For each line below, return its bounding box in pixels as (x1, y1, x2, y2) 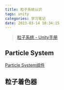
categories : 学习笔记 (5, 16, 46, 21)
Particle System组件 (5, 62, 45, 68)
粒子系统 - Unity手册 (16, 34, 58, 40)
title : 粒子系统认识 (5, 7, 42, 12)
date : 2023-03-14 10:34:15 (5, 20, 60, 26)
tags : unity (5, 12, 29, 16)
